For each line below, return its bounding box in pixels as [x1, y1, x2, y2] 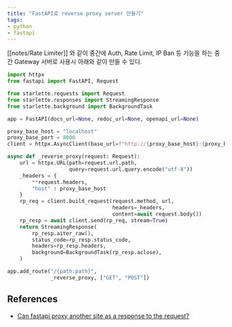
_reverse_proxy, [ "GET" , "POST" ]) [50, 274, 150, 281]
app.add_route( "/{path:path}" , [7, 268, 97, 275]
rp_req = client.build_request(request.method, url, [19, 198, 175, 205]
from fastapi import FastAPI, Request [7, 78, 119, 85]
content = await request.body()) [112, 211, 202, 218]
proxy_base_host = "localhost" [7, 128, 97, 135]
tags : [7, 17, 23, 23]
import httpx [7, 72, 45, 78]
